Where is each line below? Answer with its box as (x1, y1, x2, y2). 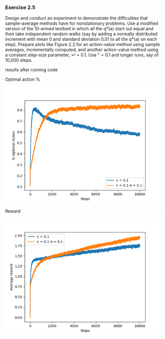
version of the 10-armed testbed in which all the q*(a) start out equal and (5, 26, 154, 32)
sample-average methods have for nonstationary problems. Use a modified (5, 20, 158, 26)
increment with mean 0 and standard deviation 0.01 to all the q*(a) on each (5, 36, 157, 42)
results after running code (5, 67, 58, 73)
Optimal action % (5, 76, 41, 83)
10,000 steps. (5, 57, 33, 63)
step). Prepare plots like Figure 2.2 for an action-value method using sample (5, 42, 160, 48)
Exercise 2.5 (5, 4, 36, 11)
